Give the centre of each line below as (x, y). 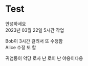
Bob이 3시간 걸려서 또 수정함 (34, 41)
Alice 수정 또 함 (21, 47)
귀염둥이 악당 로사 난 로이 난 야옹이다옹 (44, 58)
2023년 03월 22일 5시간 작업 (35, 30)
